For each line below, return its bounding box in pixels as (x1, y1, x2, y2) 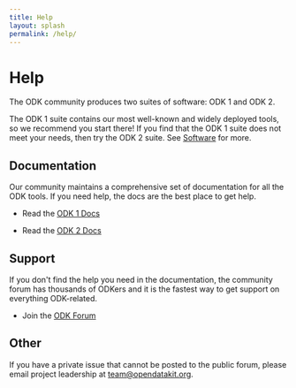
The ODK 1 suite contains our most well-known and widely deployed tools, (9, 114, 280, 125)
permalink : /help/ (9, 29, 77, 38)
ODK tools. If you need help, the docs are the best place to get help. (9, 191, 256, 202)
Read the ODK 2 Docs (21, 225, 102, 236)
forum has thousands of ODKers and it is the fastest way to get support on (9, 284, 280, 294)
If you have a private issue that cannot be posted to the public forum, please (9, 359, 287, 369)
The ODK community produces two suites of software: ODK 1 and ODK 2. (9, 96, 276, 107)
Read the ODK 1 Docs (21, 209, 100, 219)
